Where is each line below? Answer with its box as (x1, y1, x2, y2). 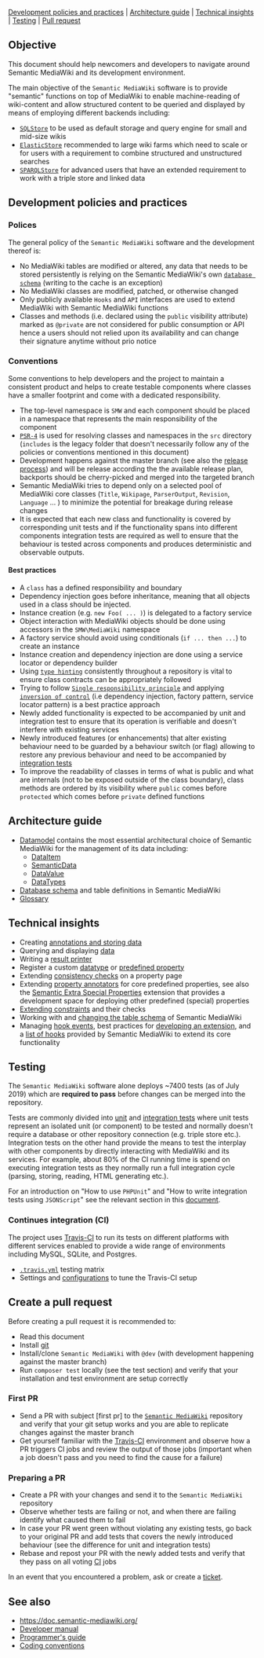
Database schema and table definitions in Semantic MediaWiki (19, 885, 221, 895)
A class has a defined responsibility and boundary (19, 583, 183, 592)
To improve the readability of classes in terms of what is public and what (19, 767, 254, 776)
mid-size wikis (19, 131, 67, 141)
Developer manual (19, 1623, 79, 1634)
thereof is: (8, 246, 42, 255)
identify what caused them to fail (19, 1515, 126, 1524)
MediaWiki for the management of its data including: (19, 843, 189, 853)
